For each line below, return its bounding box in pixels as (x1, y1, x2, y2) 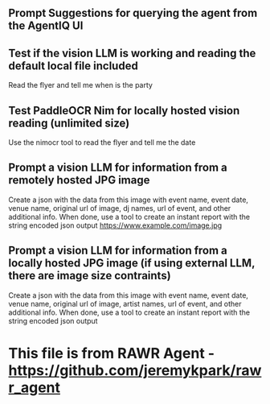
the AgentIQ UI (8, 19, 84, 33)
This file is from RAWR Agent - (8, 344, 215, 362)
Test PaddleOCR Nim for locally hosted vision (8, 104, 240, 117)
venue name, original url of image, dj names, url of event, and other (8, 203, 231, 212)
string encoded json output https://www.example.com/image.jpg (8, 221, 223, 230)
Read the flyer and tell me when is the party (8, 80, 153, 90)
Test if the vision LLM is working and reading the (8, 46, 256, 60)
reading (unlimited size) (8, 116, 130, 130)
